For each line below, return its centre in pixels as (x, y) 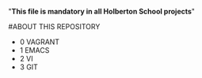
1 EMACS (34, 50)
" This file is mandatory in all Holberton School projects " (102, 11)
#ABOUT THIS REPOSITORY (54, 26)
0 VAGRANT (40, 42)
